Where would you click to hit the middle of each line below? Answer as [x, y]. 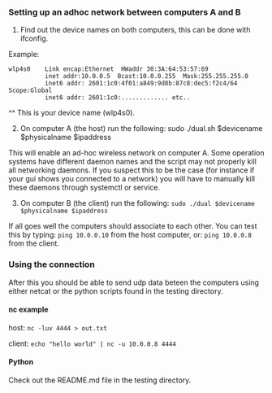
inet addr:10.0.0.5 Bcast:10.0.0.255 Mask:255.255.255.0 [147, 76]
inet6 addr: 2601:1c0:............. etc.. [117, 98]
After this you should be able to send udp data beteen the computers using [134, 282]
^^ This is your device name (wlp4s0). [72, 113]
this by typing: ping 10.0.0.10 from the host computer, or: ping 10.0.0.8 [130, 235]
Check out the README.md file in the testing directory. [100, 380]
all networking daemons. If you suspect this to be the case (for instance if [132, 170]
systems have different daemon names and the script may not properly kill [133, 162]
